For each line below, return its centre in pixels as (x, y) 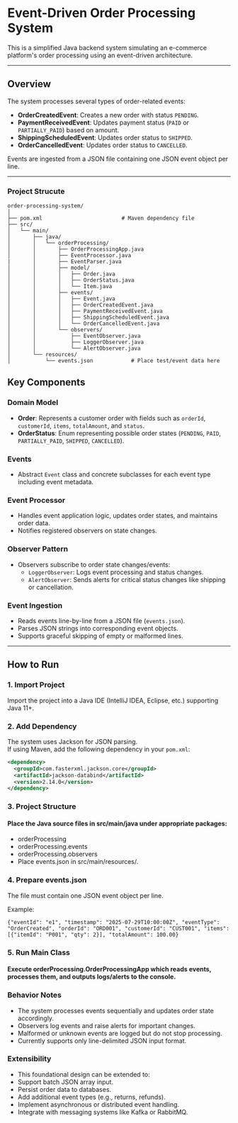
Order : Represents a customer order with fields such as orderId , (112, 418)
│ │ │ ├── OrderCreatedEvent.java (80, 305)
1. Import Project (36, 685)
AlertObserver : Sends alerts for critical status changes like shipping (127, 579)
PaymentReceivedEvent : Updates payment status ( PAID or (103, 122)
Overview (29, 84)
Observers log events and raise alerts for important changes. (107, 1025)
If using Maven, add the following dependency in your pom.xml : (99, 749)
